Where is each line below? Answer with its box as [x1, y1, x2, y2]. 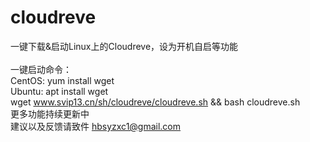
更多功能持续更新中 [10, 107, 90, 120]
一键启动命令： [10, 63, 72, 75]
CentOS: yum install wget [10, 74, 115, 86]
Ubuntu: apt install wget [10, 85, 109, 97]
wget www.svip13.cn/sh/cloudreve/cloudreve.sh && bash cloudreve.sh [10, 96, 301, 108]
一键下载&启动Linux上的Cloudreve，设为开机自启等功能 [10, 40, 239, 52]
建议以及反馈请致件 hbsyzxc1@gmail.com [10, 120, 182, 132]
